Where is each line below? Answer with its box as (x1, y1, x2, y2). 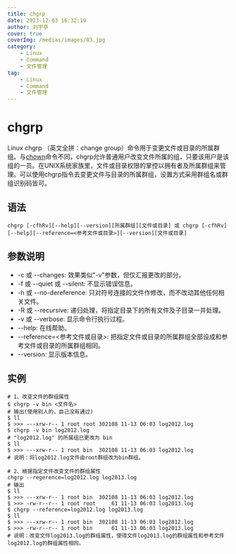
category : (7, 43, 37, 50)
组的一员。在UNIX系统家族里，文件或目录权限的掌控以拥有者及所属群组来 (7, 162, 221, 170)
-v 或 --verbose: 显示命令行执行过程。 (17, 315, 129, 323)
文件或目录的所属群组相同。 (23, 341, 104, 349)
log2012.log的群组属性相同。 (7, 539, 85, 547)
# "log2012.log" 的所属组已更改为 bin (7, 434, 113, 441)
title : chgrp (7, 10, 46, 18)
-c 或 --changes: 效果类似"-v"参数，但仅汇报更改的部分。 (17, 270, 185, 279)
